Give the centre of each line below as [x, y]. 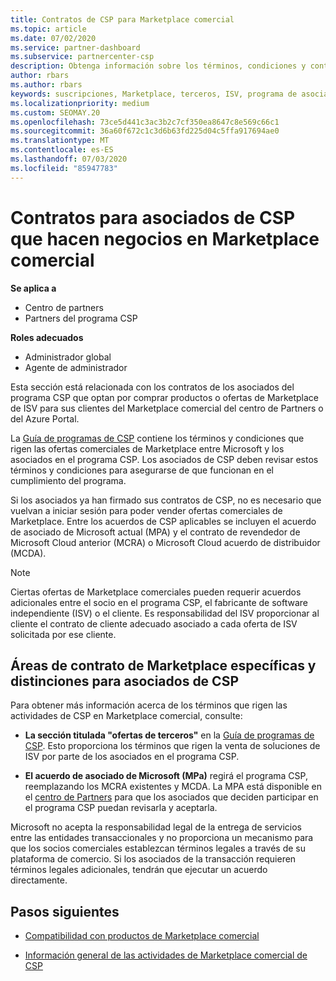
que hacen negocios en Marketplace [165, 238]
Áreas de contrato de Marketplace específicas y [163, 665]
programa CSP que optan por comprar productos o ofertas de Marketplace [165, 397]
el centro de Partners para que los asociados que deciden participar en [171, 797]
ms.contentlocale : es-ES [62, 150]
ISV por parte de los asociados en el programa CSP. [132, 757]
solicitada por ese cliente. [63, 634]
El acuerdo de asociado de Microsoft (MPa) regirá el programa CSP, [166, 776]
